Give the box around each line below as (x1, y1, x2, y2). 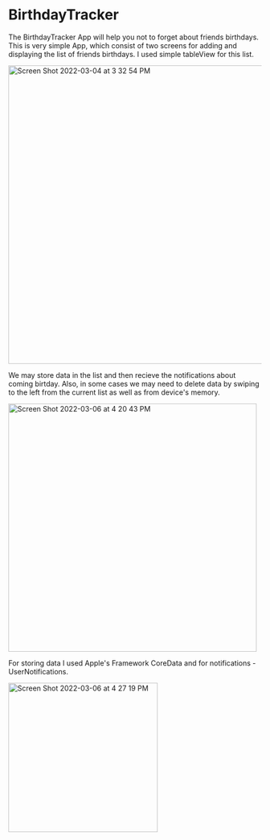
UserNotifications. (8, 666, 68, 676)
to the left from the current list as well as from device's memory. (8, 387, 221, 397)
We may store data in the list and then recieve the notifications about (8, 370, 236, 379)
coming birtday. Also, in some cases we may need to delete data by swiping (8, 379, 260, 388)
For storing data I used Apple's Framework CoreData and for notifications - (8, 658, 256, 668)
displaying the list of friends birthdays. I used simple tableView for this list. (8, 49, 255, 59)
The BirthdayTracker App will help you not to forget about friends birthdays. (8, 32, 260, 42)
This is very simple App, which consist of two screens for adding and (8, 40, 237, 50)
